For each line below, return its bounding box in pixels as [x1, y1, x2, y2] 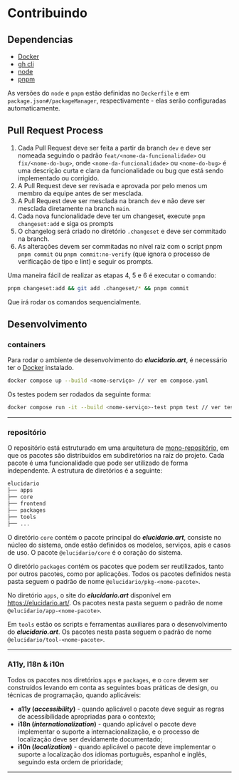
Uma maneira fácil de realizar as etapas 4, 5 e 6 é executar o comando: [7, 271, 217, 279]
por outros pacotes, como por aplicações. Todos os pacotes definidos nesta [7, 569, 231, 578]
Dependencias [7, 34, 73, 46]
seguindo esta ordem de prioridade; [17, 757, 123, 766]
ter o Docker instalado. [7, 364, 75, 372]
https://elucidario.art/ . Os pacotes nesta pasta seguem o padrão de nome [7, 598, 223, 607]
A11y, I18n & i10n [7, 660, 65, 669]
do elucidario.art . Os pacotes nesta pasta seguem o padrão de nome [7, 627, 212, 636]
